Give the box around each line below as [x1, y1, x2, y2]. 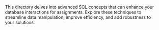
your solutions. [5, 19, 35, 25]
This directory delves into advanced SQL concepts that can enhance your [5, 4, 154, 10]
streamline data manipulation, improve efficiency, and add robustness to [5, 15, 151, 20]
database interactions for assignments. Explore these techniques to [5, 9, 141, 15]
